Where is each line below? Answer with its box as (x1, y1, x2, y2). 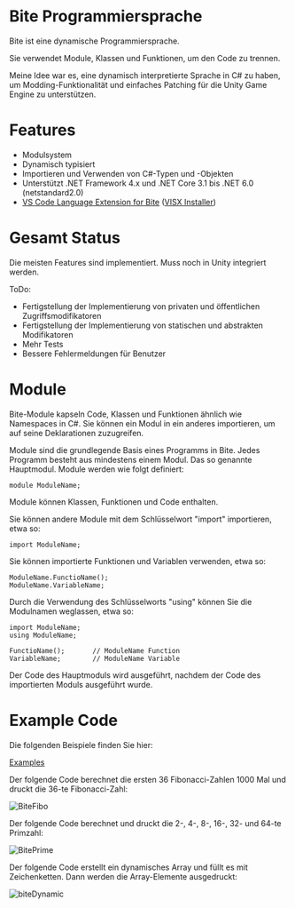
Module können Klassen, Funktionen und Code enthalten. (9, 496, 219, 507)
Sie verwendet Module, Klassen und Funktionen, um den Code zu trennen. (9, 52, 281, 63)
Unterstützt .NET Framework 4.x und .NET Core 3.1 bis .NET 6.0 (21, 178, 254, 188)
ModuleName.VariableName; (9, 580, 105, 590)
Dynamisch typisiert (21, 158, 96, 170)
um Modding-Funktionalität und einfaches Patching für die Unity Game (9, 79, 268, 90)
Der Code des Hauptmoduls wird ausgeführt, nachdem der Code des (9, 669, 261, 681)
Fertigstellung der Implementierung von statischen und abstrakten (21, 320, 264, 331)
